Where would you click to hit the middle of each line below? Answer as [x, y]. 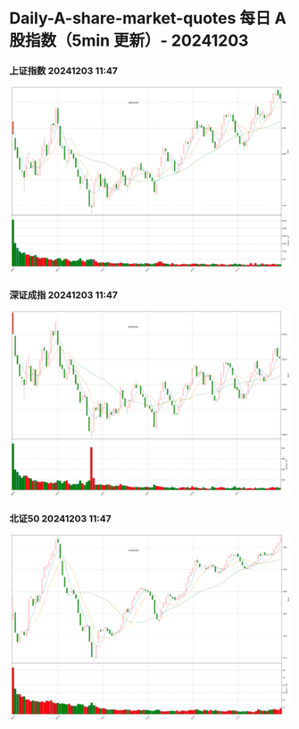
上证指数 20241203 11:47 [64, 71]
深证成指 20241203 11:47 [64, 294]
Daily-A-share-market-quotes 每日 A [148, 18]
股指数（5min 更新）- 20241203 [129, 41]
